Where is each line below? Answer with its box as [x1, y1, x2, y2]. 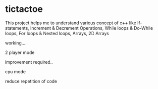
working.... [5, 40, 27, 45]
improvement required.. [5, 59, 53, 65]
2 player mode [5, 49, 35, 55]
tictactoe [5, 3, 43, 15]
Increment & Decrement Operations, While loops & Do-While [30, 25, 153, 31]
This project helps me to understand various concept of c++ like [5, 20, 136, 26]
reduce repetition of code [5, 78, 57, 84]
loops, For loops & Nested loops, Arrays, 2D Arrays [5, 30, 109, 36]
